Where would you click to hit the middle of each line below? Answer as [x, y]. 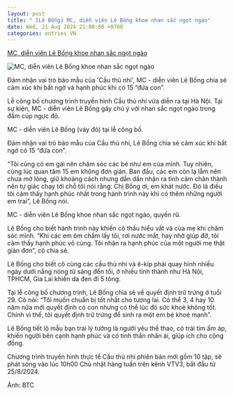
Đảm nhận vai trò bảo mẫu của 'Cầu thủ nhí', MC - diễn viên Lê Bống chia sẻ [117, 80]
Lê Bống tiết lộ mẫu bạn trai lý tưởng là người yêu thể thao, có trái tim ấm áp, [117, 329]
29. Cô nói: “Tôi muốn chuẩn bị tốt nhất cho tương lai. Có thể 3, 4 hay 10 [111, 300]
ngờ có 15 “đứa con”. [37, 150]
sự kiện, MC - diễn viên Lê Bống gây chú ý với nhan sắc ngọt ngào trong [111, 108]
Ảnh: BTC [21, 385]
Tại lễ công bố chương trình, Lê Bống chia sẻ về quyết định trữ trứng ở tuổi [115, 293]
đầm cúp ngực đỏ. [34, 116]
